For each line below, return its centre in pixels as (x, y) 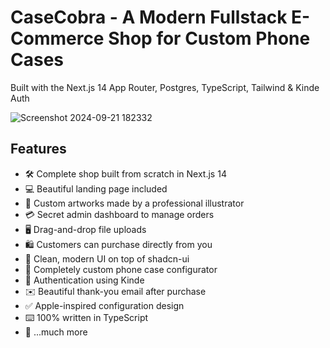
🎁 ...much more (56, 332)
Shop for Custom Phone (209, 38)
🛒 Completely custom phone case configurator (121, 269)
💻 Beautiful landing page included (96, 188)
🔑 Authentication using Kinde (84, 280)
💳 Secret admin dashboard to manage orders (119, 214)
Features (38, 149)
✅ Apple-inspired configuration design (104, 305)
